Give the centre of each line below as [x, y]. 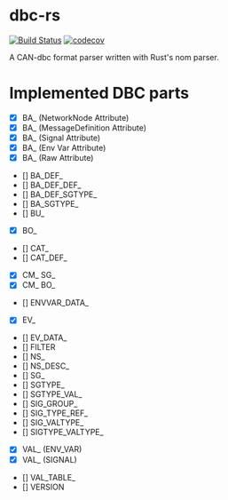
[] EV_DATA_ [44, 337]
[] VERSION [43, 487]
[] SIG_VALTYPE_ [53, 423]
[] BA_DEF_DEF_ [51, 185]
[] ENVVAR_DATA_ [55, 303]
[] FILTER [39, 347]
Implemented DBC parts [99, 93]
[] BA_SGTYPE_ [50, 204]
